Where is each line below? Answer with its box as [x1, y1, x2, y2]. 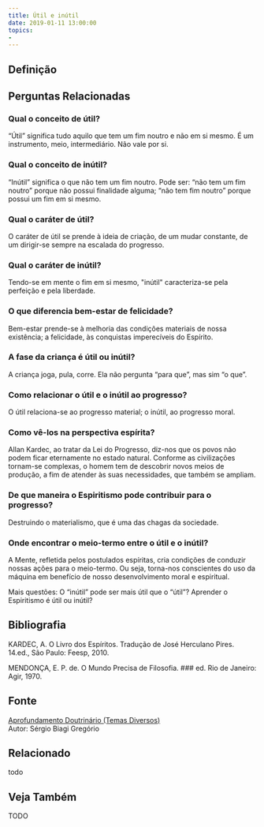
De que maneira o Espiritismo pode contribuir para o [8, 490, 212, 501]
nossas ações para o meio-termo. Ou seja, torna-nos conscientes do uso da [8, 563, 256, 573]
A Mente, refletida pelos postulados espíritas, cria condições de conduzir [8, 556, 247, 564]
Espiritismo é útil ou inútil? [8, 596, 93, 604]
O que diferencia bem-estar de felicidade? [8, 305, 173, 316]
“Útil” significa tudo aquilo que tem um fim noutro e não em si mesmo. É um [8, 131, 255, 140]
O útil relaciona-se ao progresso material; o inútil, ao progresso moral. [8, 407, 236, 417]
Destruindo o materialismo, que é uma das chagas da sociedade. [8, 518, 219, 527]
